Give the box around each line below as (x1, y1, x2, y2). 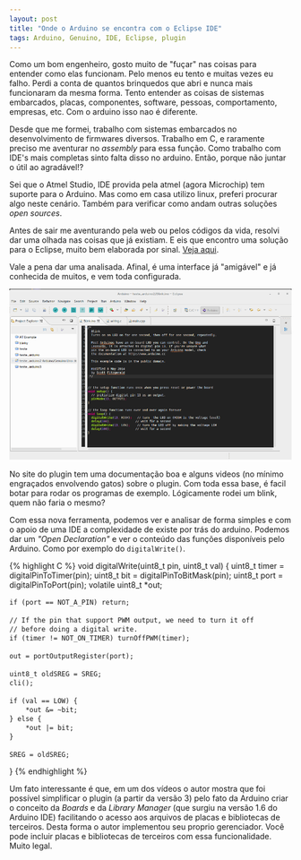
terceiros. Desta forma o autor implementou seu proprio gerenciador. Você (9, 821, 285, 832)
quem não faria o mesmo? (9, 497, 106, 508)
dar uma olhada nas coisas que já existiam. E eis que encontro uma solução (9, 235, 288, 245)
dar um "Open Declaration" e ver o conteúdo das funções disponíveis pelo (9, 534, 285, 545)
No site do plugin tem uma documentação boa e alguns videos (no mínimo (9, 469, 284, 479)
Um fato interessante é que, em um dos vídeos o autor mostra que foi (9, 784, 266, 795)
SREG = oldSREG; (9, 751, 70, 760)
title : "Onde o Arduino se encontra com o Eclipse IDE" (9, 23, 222, 33)
